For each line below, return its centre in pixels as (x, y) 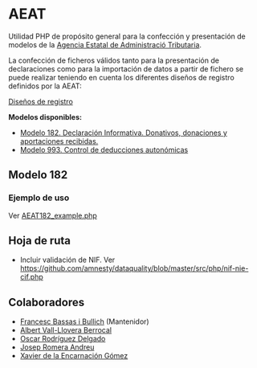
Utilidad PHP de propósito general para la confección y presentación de (127, 36)
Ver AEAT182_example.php (53, 215)
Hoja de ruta (39, 241)
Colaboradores (47, 302)
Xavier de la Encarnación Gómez (74, 356)
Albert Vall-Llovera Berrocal (66, 330)
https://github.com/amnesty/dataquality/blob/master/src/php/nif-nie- (134, 268)
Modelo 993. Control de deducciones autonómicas (104, 149)
